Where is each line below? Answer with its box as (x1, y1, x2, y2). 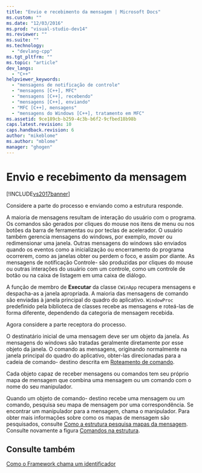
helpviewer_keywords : (6, 76, 61, 82)
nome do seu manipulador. (6, 383, 73, 390)
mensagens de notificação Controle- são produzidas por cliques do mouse (6, 259, 194, 266)
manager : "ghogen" (6, 144, 53, 150)
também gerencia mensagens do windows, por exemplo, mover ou (6, 233, 173, 240)
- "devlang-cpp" (11, 48, 53, 55)
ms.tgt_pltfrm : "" (6, 54, 53, 60)
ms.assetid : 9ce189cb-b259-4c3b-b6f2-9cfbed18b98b (6, 116, 137, 122)
